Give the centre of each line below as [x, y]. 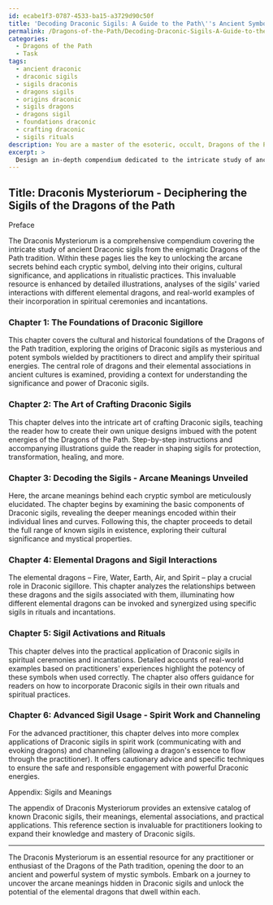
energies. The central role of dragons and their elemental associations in [130, 366]
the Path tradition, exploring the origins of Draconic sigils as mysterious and [135, 349]
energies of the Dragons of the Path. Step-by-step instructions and [121, 439]
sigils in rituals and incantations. [62, 612]
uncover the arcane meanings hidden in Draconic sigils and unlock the [126, 883]
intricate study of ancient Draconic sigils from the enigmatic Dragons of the [134, 250]
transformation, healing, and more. [66, 457]
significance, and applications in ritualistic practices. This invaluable [122, 275]
